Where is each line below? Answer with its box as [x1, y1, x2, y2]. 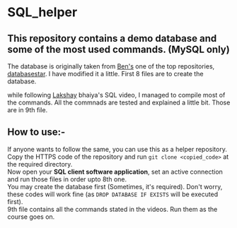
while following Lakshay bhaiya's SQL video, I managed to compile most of [7, 91, 226, 99]
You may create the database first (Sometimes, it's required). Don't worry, [7, 182, 223, 191]
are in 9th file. [7, 106, 48, 114]
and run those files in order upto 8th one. [7, 174, 127, 184]
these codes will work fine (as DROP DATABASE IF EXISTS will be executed [7, 190, 219, 198]
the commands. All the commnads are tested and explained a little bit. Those [7, 98, 231, 107]
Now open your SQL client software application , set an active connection [7, 167, 223, 176]
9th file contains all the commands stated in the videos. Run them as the [7, 205, 218, 213]
